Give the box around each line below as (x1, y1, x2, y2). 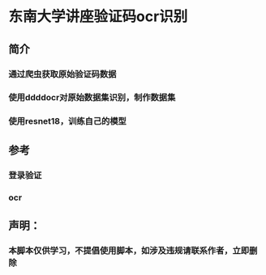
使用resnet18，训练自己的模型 (8, 116, 127, 127)
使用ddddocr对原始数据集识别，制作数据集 (8, 92, 176, 104)
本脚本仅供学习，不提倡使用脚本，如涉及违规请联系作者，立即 (8, 244, 250, 256)
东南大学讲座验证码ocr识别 (8, 7, 188, 26)
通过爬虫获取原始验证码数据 (8, 68, 117, 79)
